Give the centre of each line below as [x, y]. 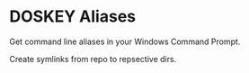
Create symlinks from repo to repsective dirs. [93, 59]
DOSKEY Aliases [73, 17]
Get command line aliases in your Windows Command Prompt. [125, 41]
